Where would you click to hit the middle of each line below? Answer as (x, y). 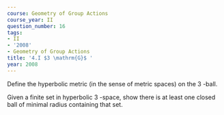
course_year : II (30, 20)
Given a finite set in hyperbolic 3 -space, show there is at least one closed (111, 97)
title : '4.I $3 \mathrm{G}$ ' (50, 58)
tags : (15, 33)
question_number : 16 (37, 26)
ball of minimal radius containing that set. (65, 104)
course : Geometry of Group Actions (58, 13)
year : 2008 (23, 64)
